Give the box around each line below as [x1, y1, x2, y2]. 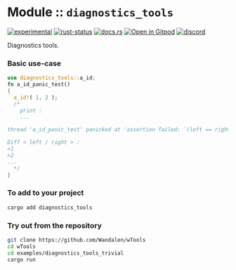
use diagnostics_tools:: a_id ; [7, 74, 96, 81]
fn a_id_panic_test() [7, 81, 71, 88]
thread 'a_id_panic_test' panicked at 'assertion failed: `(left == [7, 126, 212, 133]
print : [20, 107, 42, 114]
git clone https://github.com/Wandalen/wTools [7, 236, 146, 243]
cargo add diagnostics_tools [7, 204, 93, 211]
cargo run [7, 256, 37, 263]
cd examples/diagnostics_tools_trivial [7, 250, 124, 257]
